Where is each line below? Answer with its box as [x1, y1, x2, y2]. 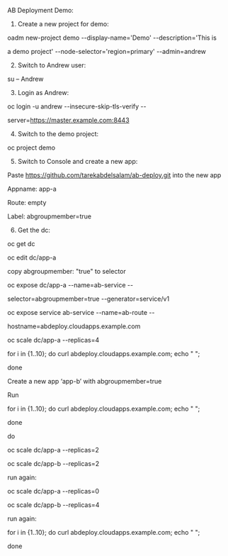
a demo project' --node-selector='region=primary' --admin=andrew [7, 48, 207, 55]
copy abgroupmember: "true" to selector [7, 267, 126, 275]
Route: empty [7, 199, 47, 206]
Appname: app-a [7, 184, 57, 193]
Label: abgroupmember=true [7, 212, 92, 221]
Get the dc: [17, 226, 51, 234]
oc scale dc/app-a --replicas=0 [7, 487, 99, 495]
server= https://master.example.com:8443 [7, 116, 130, 124]
